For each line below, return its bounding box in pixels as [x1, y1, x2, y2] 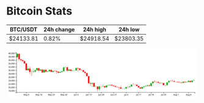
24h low [118, 26, 140, 33]
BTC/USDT [10, 26, 38, 33]
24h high [82, 26, 107, 33]
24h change [43, 26, 75, 33]
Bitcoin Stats [6, 4, 73, 18]
